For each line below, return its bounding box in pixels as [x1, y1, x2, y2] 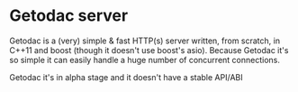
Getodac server [9, 5, 129, 26]
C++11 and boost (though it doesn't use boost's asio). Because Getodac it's [9, 44, 289, 55]
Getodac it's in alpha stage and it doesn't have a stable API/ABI [9, 71, 243, 82]
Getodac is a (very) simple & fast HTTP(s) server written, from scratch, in [9, 35, 281, 46]
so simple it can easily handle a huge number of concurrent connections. [9, 54, 281, 65]
